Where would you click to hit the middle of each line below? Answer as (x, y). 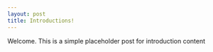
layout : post (27, 14)
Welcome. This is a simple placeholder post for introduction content (106, 41)
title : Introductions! (41, 21)
